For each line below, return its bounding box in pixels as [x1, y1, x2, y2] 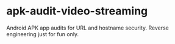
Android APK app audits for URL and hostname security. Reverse [6, 24, 170, 31]
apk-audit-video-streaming [6, 4, 148, 18]
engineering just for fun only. [6, 30, 79, 37]
